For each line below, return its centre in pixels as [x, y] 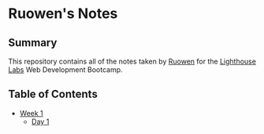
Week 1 [31, 113]
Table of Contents [53, 94]
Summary [33, 43]
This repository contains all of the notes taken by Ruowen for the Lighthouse [132, 61]
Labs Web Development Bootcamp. [66, 70]
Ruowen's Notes [63, 14]
